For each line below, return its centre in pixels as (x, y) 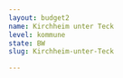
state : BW (27, 43)
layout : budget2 (39, 18)
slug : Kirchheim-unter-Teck (61, 52)
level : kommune (37, 34)
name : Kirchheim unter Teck (61, 26)
